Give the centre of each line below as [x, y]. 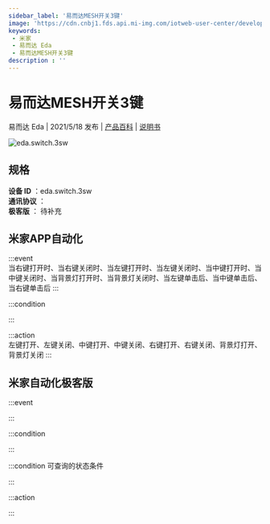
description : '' [37, 61]
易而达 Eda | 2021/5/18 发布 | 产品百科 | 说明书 [84, 126]
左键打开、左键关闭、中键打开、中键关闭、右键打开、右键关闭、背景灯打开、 [135, 345]
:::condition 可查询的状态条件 [56, 466]
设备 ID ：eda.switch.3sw [50, 190]
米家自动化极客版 [51, 383]
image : [19, 23]
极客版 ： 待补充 [35, 211]
